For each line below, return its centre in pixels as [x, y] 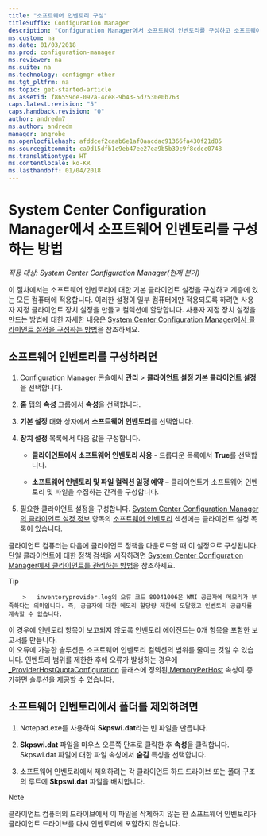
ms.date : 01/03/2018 [43, 45]
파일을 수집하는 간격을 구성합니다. [107, 492]
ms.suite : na [30, 68]
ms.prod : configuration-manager [62, 52]
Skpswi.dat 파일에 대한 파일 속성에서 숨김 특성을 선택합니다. [113, 754]
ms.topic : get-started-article [60, 89]
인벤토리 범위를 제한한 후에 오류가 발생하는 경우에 [101, 660]
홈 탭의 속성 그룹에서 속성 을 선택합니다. [80, 404]
